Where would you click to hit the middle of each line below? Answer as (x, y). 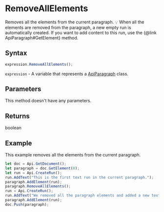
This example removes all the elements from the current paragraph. (73, 155)
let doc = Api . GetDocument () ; (36, 164)
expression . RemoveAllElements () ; (39, 64)
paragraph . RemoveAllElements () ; (38, 186)
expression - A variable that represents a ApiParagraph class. (67, 74)
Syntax (16, 53)
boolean (13, 128)
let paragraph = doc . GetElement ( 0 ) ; (42, 168)
